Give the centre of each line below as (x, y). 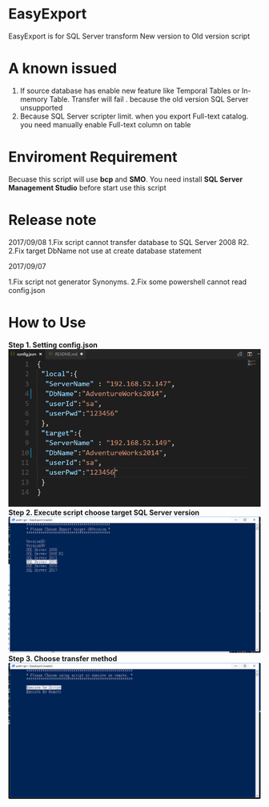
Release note (52, 220)
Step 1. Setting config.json (53, 344)
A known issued (63, 68)
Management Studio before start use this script (87, 187)
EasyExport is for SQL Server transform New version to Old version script (129, 36)
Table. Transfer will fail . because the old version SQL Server (149, 99)
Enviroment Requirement (93, 157)
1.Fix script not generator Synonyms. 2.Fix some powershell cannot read (127, 282)
